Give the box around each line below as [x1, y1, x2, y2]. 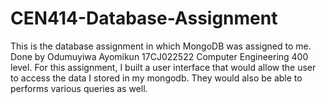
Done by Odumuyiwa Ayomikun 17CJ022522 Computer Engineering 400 [10, 50, 309, 62]
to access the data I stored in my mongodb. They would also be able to [10, 72, 303, 84]
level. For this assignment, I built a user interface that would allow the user [10, 61, 317, 73]
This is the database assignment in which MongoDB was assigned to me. [10, 40, 312, 52]
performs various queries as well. [10, 82, 148, 94]
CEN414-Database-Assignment [10, 7, 278, 30]
